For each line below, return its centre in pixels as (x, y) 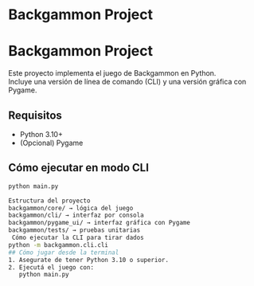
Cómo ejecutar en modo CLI (79, 168)
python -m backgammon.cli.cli (59, 245)
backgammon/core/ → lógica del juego (71, 208)
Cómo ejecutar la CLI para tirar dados (78, 237)
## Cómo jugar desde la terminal (64, 253)
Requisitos (35, 115)
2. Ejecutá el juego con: (51, 267)
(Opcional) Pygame (51, 143)
